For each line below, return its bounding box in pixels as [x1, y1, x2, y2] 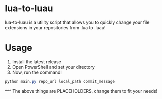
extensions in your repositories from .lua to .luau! [5, 24, 106, 30]
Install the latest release [12, 58, 61, 65]
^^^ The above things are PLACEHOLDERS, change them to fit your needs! [5, 88, 158, 94]
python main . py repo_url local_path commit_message [5, 79, 115, 84]
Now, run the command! [12, 69, 62, 75]
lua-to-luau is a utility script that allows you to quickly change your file [5, 19, 150, 25]
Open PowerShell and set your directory [12, 64, 95, 70]
